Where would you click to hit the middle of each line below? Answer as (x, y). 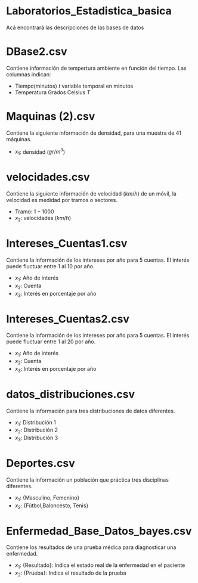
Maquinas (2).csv (51, 117)
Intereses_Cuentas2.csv (68, 319)
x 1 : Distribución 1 (35, 423)
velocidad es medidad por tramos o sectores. (62, 200)
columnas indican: (29, 74)
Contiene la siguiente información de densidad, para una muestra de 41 (94, 133)
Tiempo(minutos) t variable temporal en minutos (74, 86)
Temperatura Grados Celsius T (52, 92)
